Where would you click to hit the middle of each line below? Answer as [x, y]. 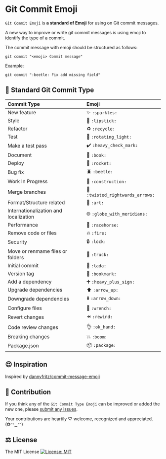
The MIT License [22, 452]
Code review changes [33, 327]
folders [16, 257]
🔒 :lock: [96, 241]
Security [17, 242]
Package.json [23, 346]
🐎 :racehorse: [103, 225]
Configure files [25, 308]
